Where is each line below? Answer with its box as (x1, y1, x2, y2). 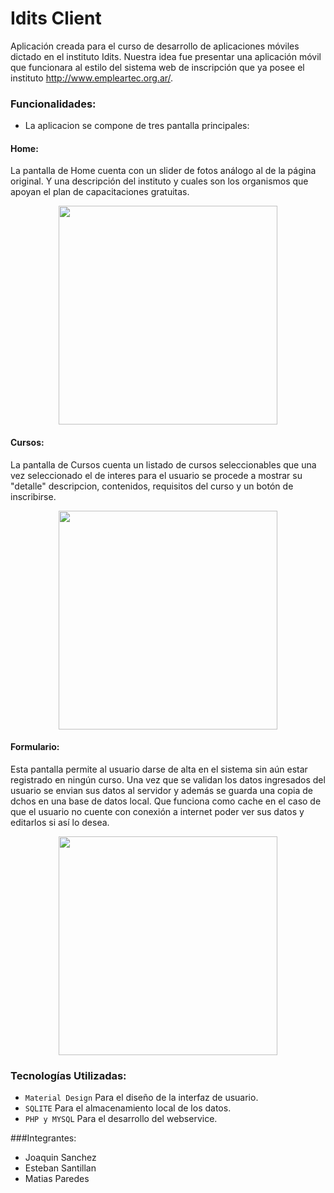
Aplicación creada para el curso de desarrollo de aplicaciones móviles (10, 40, 300, 52)
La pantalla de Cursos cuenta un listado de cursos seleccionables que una (10, 458, 317, 471)
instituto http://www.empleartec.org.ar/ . (10, 72, 174, 84)
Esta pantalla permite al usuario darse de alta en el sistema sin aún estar (10, 763, 308, 775)
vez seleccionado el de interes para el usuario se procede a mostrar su (10, 469, 303, 481)
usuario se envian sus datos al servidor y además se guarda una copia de (10, 784, 313, 796)
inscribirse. (10, 490, 57, 502)
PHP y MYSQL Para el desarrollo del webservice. (24, 1113, 218, 1125)
